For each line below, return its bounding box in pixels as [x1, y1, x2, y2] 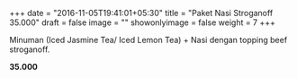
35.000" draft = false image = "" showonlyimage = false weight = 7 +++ [9, 17, 276, 28]
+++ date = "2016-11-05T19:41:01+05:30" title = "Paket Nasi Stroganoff [9, 8, 274, 18]
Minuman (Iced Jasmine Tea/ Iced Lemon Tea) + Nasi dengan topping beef [9, 35, 288, 45]
